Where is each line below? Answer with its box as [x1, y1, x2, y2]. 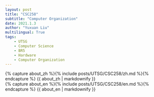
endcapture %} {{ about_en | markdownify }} [5, 86, 96, 92]
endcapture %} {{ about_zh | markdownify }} [5, 76, 96, 82]
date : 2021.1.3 [5, 21, 36, 26]
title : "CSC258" [5, 12, 38, 17]
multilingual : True [5, 30, 45, 35]
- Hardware [14, 52, 36, 58]
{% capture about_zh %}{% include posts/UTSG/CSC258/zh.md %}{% [5, 71, 149, 76]
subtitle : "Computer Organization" [5, 16, 78, 21]
